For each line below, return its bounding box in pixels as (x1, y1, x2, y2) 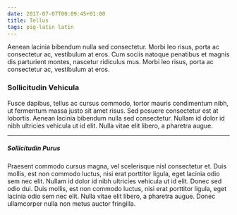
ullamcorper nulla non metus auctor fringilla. (7, 199, 136, 208)
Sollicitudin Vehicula (7, 82, 80, 92)
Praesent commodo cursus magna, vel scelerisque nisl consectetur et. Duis (7, 161, 227, 170)
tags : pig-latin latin (7, 23, 74, 30)
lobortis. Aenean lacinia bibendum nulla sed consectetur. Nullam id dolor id (7, 113, 225, 122)
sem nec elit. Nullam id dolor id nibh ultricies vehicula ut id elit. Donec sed (7, 177, 222, 185)
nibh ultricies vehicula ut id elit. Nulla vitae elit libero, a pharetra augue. (7, 121, 213, 130)
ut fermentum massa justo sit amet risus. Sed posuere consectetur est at (7, 106, 219, 115)
